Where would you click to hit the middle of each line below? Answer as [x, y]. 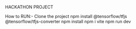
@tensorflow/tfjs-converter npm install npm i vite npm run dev [68, 22]
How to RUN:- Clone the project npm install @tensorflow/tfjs [66, 16]
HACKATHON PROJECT [29, 7]
